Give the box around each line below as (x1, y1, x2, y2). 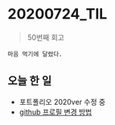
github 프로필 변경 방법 (18, 106, 92, 117)
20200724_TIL (7, 5, 108, 23)
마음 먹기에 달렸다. (7, 50, 63, 58)
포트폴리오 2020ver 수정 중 (18, 97, 106, 106)
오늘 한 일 (7, 74, 52, 88)
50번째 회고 (27, 32, 65, 42)
